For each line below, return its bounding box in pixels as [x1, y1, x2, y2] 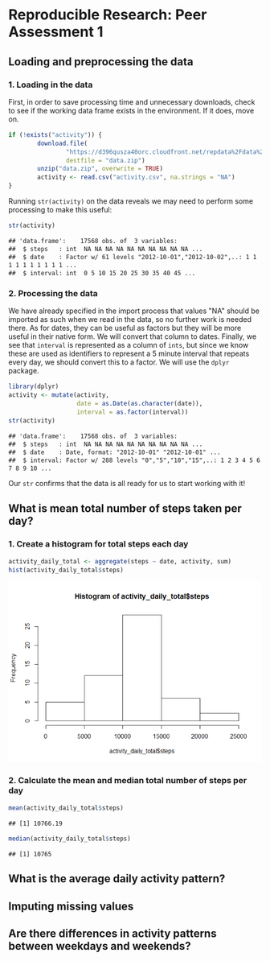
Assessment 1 [8, 23, 104, 41]
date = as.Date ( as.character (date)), [76, 399, 203, 407]
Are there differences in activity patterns [8, 927, 217, 941]
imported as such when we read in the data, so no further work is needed [8, 315, 252, 324]
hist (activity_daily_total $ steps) [8, 566, 125, 575]
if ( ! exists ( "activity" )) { [8, 130, 103, 138]
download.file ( [37, 139, 88, 147]
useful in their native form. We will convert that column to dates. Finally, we [8, 332, 257, 341]
